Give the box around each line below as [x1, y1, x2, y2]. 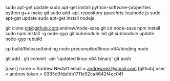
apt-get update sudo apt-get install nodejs [5, 15, 95, 21]
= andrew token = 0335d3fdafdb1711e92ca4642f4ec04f [5, 71, 124, 77]
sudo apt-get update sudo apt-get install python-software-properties [5, 5, 151, 10]
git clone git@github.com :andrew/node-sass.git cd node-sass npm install [5, 25, 160, 31]
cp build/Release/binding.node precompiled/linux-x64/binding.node [5, 46, 148, 51]
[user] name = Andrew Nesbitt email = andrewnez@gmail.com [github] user [5, 66, 165, 71]
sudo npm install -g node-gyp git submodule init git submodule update [5, 31, 155, 36]
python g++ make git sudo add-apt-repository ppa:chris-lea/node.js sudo [5, 10, 161, 16]
